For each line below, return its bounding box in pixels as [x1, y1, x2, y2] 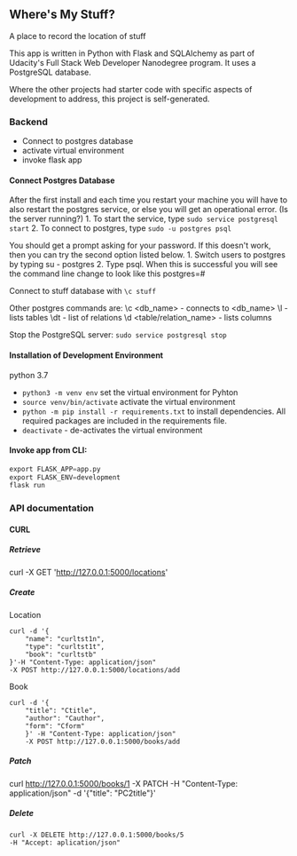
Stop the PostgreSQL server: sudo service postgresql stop [9, 329, 228, 340]
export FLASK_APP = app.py [9, 464, 101, 473]
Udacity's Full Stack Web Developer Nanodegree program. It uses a [9, 57, 256, 67]
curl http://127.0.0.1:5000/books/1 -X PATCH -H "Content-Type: [9, 778, 238, 789]
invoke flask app [21, 155, 82, 165]
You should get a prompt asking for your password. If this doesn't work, [9, 240, 271, 251]
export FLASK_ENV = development [9, 472, 121, 482]
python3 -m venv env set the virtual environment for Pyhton [21, 386, 238, 398]
